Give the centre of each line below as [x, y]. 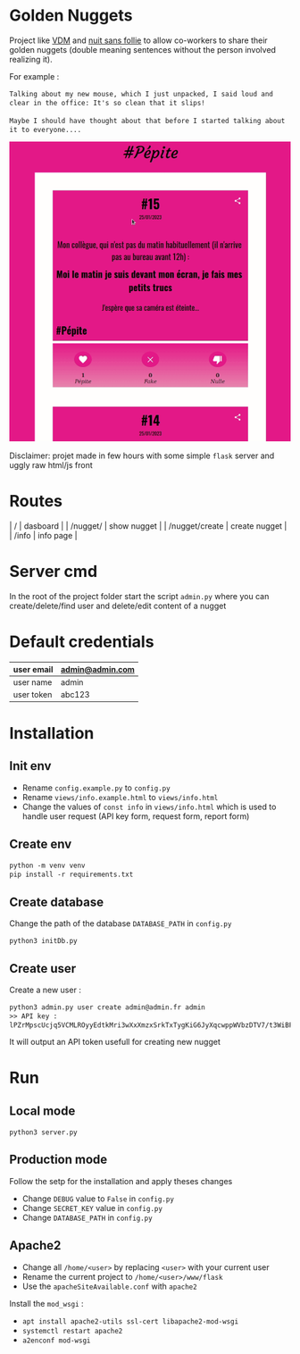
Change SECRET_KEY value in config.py [92, 1208]
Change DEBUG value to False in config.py [98, 1199]
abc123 [75, 694]
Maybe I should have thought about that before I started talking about [147, 121]
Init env [30, 766]
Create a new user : [46, 990]
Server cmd [54, 572]
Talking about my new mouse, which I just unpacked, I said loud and [142, 94]
